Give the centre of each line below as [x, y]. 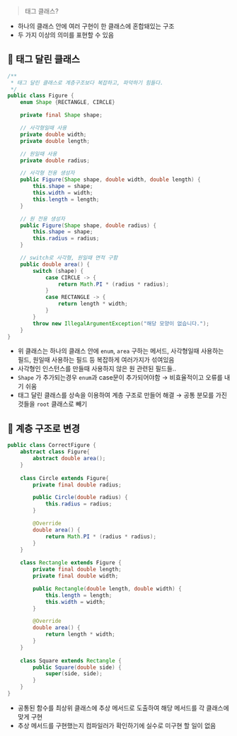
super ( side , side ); [74, 674]
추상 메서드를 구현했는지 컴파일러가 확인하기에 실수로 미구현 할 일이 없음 [117, 725]
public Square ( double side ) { [77, 667]
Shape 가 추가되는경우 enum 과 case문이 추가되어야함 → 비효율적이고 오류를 [120, 378]
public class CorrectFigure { [52, 445]
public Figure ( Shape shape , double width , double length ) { [110, 180]
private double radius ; [55, 160]
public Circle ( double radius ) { [81, 498]
